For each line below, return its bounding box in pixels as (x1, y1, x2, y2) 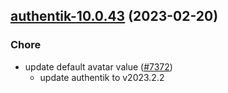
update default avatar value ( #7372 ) (24, 60, 173, 73)
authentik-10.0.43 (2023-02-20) (10, 8, 219, 25)
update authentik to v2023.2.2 (39, 71, 165, 83)
